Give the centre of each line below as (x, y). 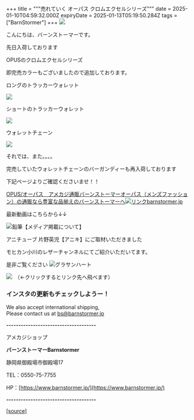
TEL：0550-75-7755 (31, 375)
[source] (17, 411)
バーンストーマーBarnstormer (43, 350)
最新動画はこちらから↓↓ (36, 214)
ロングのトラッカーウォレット (42, 85)
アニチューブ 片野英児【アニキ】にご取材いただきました (74, 239)
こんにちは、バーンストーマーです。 (50, 35)
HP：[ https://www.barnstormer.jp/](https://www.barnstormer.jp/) (85, 388)
